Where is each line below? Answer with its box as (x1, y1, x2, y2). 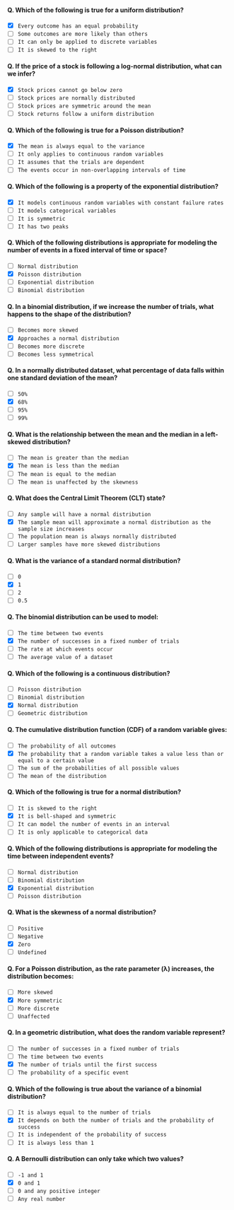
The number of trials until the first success (17, 1061, 158, 1069)
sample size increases (17, 525, 85, 533)
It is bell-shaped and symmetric (17, 813, 117, 820)
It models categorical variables (17, 207, 117, 214)
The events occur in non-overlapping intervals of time (17, 167, 186, 174)
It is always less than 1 (17, 1139, 94, 1146)
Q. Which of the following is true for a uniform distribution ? (7, 6, 184, 14)
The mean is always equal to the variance (17, 143, 145, 150)
